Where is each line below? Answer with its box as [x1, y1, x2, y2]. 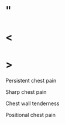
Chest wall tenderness [5, 100, 60, 107]
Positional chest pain [5, 112, 56, 119]
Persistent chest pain [5, 77, 57, 84]
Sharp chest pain [5, 89, 47, 96]
